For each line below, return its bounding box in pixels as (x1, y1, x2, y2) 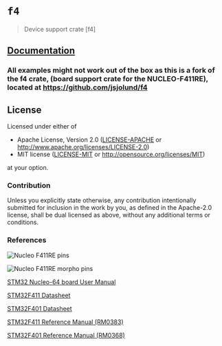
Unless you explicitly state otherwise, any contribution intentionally (7, 196, 197, 204)
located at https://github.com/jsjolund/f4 (7, 83, 148, 92)
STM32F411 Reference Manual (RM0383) (7, 318, 124, 326)
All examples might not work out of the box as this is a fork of (7, 65, 215, 75)
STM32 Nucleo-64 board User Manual (7, 277, 116, 286)
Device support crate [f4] (23, 25, 96, 33)
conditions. (7, 218, 39, 226)
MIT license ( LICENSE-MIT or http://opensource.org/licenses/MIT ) (16, 150, 206, 159)
